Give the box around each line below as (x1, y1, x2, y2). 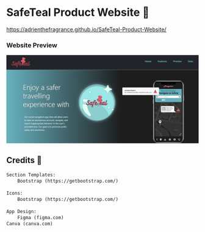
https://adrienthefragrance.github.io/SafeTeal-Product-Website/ (6, 26, 167, 33)
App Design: (6, 209, 37, 215)
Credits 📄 (6, 155, 43, 165)
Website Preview (6, 41, 58, 49)
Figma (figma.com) (17, 215, 64, 221)
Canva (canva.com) (6, 221, 53, 227)
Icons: (6, 190, 23, 197)
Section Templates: (6, 172, 56, 178)
